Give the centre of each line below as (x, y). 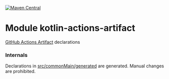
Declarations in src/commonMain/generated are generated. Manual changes (85, 66)
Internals (16, 55)
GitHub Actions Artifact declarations (43, 42)
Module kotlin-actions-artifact (70, 28)
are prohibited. (20, 71)
